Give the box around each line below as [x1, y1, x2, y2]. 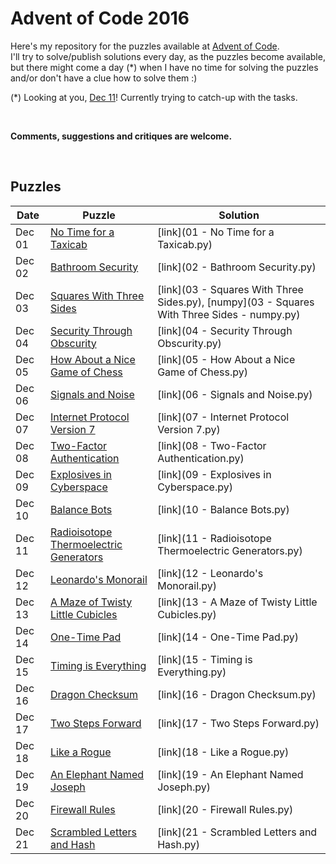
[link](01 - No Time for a [157, 225, 275, 239]
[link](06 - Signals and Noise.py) [157, 387, 313, 401]
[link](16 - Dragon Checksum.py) [157, 687, 317, 701]
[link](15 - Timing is [157, 652, 253, 666]
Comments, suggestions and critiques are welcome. [10, 130, 233, 142]
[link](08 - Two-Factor [157, 438, 267, 452]
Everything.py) [157, 665, 227, 679]
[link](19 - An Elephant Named [157, 767, 304, 781]
